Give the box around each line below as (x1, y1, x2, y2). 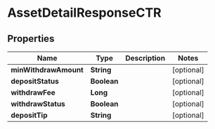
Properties (7, 33, 55, 45)
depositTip (11, 110, 48, 120)
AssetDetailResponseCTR (7, 5, 162, 21)
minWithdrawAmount (11, 65, 84, 75)
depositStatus (11, 77, 60, 86)
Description (125, 54, 166, 63)
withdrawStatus (11, 99, 65, 109)
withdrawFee (11, 88, 56, 97)
